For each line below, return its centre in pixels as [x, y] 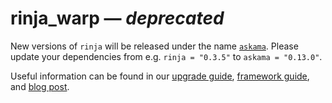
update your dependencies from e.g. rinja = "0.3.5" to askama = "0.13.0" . [166, 56]
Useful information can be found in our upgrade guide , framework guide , [160, 76]
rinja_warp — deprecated [117, 18]
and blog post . [40, 86]
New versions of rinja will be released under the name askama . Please [154, 46]
